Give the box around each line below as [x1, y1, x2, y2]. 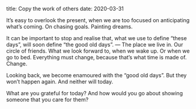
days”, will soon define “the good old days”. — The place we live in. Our [6, 41, 183, 48]
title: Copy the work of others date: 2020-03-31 [6, 5, 124, 12]
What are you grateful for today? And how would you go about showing [6, 90, 183, 96]
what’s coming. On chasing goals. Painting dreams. [6, 23, 133, 30]
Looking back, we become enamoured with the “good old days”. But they [6, 72, 187, 78]
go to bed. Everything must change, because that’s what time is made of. [6, 54, 187, 60]
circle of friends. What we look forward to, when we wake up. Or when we [6, 47, 190, 54]
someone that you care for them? [6, 96, 89, 103]
